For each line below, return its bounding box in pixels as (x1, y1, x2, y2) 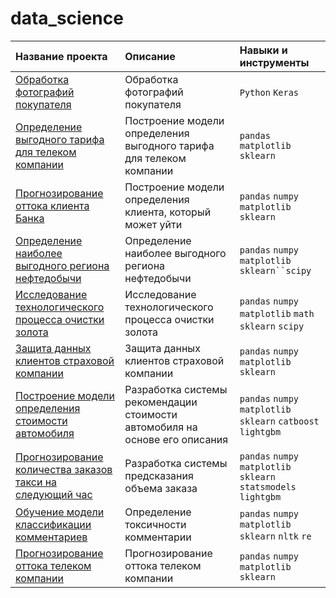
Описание (124, 49, 176, 63)
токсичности (124, 517, 187, 531)
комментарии (124, 530, 192, 544)
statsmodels (239, 481, 297, 492)
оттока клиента (15, 198, 90, 212)
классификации (15, 517, 92, 531)
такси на (15, 475, 58, 489)
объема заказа (124, 481, 198, 495)
